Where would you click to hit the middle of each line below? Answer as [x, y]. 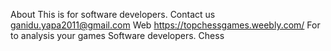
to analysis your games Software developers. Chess [117, 35]
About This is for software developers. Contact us [113, 14]
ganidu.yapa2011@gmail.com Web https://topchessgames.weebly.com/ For [165, 25]
